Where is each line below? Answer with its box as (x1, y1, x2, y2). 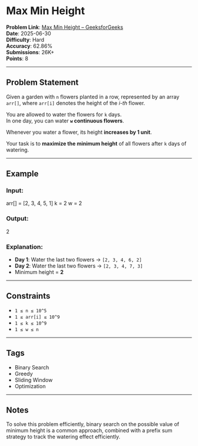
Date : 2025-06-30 (6, 29, 51, 37)
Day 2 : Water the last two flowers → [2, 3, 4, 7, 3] (14, 262, 143, 269)
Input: (6, 187, 24, 195)
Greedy (14, 370, 34, 377)
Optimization (14, 382, 46, 389)
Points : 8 (6, 55, 28, 62)
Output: (6, 214, 29, 223)
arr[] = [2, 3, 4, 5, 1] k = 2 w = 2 (6, 200, 82, 207)
